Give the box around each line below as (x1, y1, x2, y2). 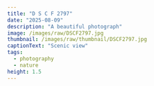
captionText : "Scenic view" (7, 42, 89, 49)
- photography (13, 55, 54, 62)
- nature (13, 62, 39, 69)
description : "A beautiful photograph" (7, 23, 123, 30)
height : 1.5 (7, 68, 42, 75)
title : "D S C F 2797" (7, 10, 73, 17)
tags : (7, 49, 23, 56)
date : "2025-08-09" (7, 17, 64, 24)
